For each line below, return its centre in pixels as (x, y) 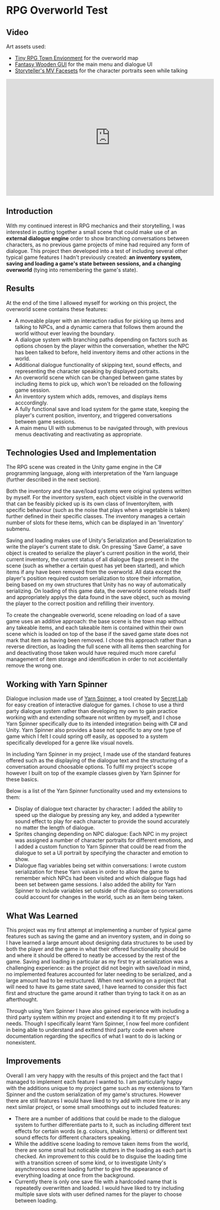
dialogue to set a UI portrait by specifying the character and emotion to (101, 853)
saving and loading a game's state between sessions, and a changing (93, 263)
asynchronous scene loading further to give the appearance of (91, 1169)
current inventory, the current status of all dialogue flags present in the (93, 559)
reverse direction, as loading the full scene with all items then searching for (98, 647)
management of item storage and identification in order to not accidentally (97, 659)
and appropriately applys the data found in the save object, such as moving (98, 597)
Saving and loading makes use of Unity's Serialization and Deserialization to (99, 540)
